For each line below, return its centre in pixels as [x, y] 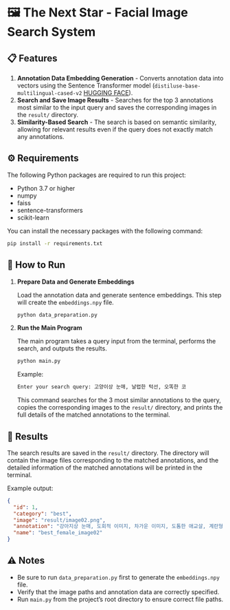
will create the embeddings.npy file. [66, 302]
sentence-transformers [50, 210]
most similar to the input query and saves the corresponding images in [117, 107]
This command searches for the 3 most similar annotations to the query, [119, 400]
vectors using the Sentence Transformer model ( [86, 85]
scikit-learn [33, 218]
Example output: [30, 488]
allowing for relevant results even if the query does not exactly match [115, 129]
